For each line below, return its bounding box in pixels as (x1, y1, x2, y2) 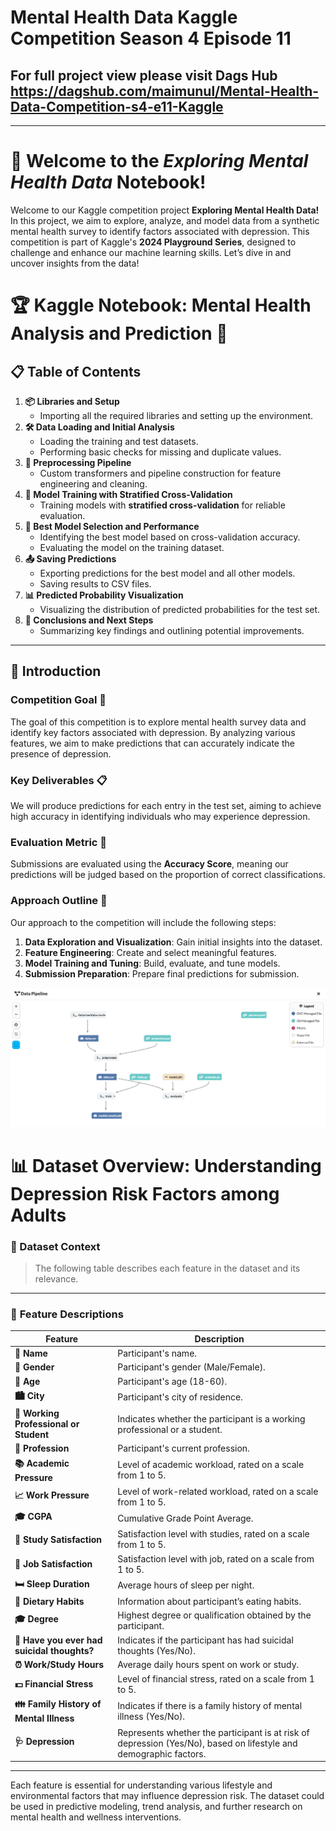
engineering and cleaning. (39, 477, 148, 490)
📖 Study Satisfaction (14, 1533, 103, 1545)
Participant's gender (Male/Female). (117, 1361, 266, 1373)
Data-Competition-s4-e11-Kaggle (10, 98, 224, 115)
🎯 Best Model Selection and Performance (24, 520, 200, 532)
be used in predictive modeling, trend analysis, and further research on (10, 1801, 303, 1812)
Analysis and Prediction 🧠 (10, 322, 228, 345)
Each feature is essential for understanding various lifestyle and (10, 1779, 273, 1791)
